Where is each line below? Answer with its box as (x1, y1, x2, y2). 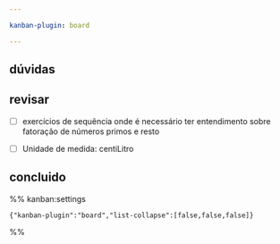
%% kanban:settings (9, 193, 87, 204)
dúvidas (9, 62, 55, 77)
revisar (9, 92, 49, 107)
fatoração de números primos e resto (21, 126, 160, 137)
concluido (9, 170, 67, 185)
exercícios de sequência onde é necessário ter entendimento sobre (21, 115, 271, 126)
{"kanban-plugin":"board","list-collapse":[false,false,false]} (9, 211, 254, 220)
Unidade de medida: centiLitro (21, 143, 134, 154)
